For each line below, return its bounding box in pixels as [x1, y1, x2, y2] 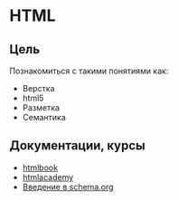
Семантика [22, 112, 66, 122]
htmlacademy [22, 171, 74, 182]
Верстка [22, 83, 55, 93]
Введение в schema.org [22, 181, 115, 192]
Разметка [22, 102, 61, 113]
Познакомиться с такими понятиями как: [9, 65, 169, 76]
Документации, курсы [9, 138, 146, 154]
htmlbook [22, 162, 59, 173]
